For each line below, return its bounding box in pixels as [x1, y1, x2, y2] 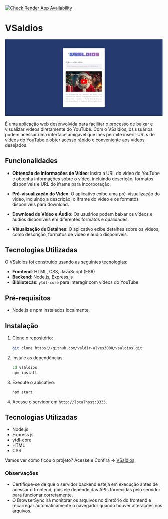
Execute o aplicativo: [12, 379, 56, 385]
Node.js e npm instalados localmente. [12, 307, 90, 313]
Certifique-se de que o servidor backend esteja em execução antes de [12, 481, 158, 487]
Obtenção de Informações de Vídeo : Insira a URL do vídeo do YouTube [12, 170, 160, 176]
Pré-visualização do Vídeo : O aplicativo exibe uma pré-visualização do [12, 191, 160, 197]
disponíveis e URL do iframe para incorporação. [12, 181, 111, 187]
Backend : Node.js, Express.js [12, 274, 73, 280]
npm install [12, 370, 37, 375]
